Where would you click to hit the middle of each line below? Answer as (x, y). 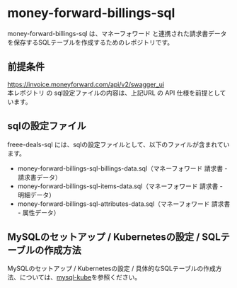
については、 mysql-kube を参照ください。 (80, 277)
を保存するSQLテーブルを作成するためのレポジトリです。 (91, 42)
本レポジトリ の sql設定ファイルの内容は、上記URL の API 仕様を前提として (117, 93)
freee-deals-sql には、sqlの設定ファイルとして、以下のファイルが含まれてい (118, 144)
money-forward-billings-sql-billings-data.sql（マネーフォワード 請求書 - (122, 168)
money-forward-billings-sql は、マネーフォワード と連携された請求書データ (117, 33)
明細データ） (36, 195)
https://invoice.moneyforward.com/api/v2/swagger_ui (86, 84)
